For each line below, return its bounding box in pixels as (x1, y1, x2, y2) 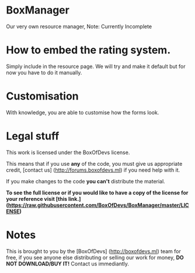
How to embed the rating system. (6, 43, 171, 57)
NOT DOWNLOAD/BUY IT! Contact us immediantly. (6, 260, 130, 267)
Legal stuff (6, 129, 60, 142)
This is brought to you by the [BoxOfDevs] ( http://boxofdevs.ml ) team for (6, 247, 181, 255)
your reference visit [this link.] (6, 195, 81, 202)
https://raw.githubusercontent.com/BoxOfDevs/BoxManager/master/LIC (8, 202, 189, 209)
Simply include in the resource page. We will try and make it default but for (6, 63, 186, 70)
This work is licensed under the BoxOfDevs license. (6, 149, 130, 156)
